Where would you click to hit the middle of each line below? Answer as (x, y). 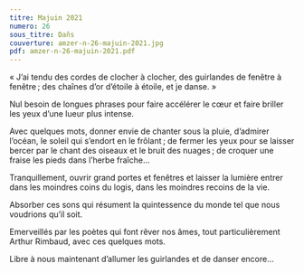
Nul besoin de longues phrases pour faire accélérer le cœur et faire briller (147, 104)
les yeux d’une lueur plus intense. (71, 114)
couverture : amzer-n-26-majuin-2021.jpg (87, 43)
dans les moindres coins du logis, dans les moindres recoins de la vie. (139, 187)
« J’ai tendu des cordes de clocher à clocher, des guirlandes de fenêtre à (146, 77)
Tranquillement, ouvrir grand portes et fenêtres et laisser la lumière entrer (146, 178)
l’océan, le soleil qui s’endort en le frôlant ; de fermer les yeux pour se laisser (152, 141)
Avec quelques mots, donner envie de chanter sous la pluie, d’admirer (139, 131)
